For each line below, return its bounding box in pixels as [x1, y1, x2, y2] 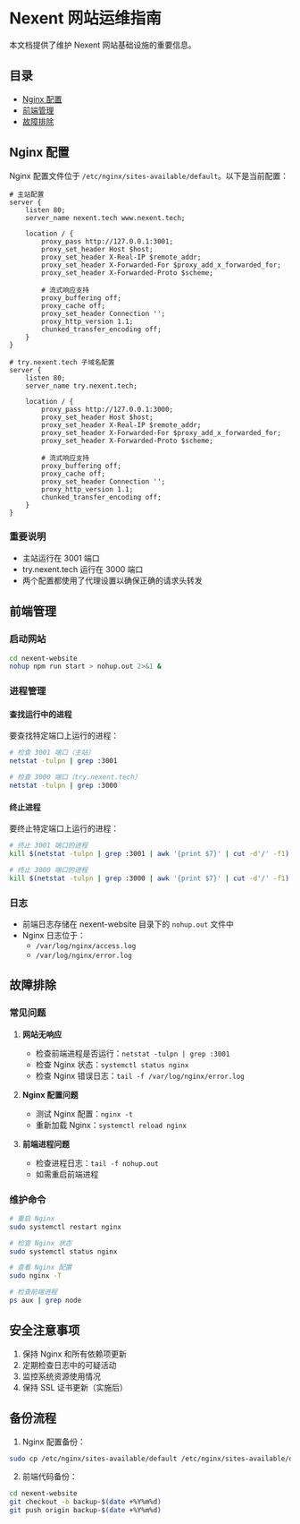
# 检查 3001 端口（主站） [9, 749, 96, 758]
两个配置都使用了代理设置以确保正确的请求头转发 [21, 575, 203, 586]
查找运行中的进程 [9, 708, 72, 719]
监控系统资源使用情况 [21, 1371, 101, 1382]
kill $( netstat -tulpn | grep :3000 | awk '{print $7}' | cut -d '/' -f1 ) [9, 874, 290, 883]
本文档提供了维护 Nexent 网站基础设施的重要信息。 [9, 39, 196, 50]
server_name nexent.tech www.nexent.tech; [25, 213, 186, 222]
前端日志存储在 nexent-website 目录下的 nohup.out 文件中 [21, 919, 234, 929]
